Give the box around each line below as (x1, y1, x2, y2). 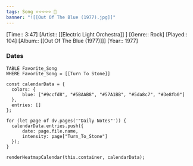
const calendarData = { (6, 81, 66, 87)
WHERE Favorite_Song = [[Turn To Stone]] (6, 70, 111, 76)
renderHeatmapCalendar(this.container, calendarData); (6, 154, 145, 160)
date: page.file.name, (21, 128, 79, 134)
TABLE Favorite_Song (6, 65, 58, 72)
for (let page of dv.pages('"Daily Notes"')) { (6, 118, 127, 124)
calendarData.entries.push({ (11, 123, 84, 129)
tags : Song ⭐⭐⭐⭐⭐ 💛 (6, 8, 57, 15)
